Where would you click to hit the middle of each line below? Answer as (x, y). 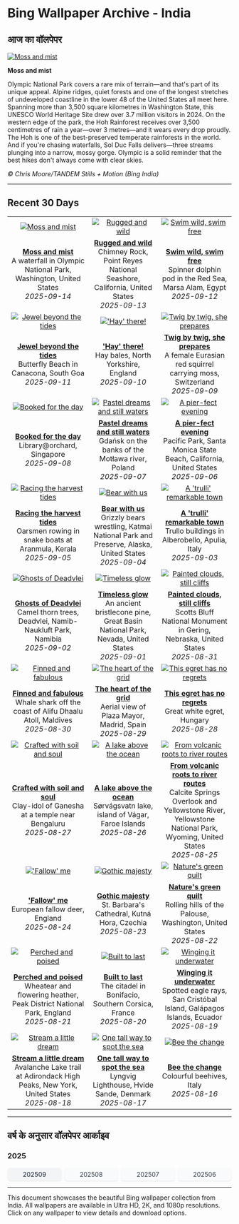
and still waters (123, 432)
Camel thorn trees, (48, 612)
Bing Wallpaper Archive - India (99, 13)
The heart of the (123, 689)
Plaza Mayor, (123, 715)
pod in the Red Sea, (195, 278)
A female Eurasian (195, 355)
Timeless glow (123, 594)
